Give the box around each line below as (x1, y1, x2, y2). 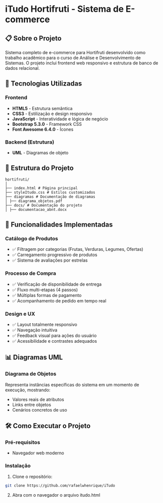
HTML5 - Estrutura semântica (12, 105, 73, 111)
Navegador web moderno (12, 450, 64, 456)
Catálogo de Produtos (5, 235, 58, 242)
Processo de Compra (5, 270, 56, 277)
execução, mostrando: (5, 387, 51, 393)
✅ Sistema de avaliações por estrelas (12, 257, 88, 264)
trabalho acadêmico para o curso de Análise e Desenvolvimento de (5, 55, 141, 60)
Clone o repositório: (12, 473, 53, 479)
